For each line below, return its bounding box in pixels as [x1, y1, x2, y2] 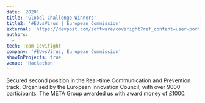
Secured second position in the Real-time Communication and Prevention [6, 77, 191, 84]
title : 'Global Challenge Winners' [6, 15, 97, 21]
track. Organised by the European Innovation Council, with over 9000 [6, 83, 181, 90]
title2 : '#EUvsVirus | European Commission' [6, 20, 121, 26]
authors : [6, 32, 29, 38]
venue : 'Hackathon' [6, 60, 56, 66]
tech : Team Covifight [6, 43, 62, 49]
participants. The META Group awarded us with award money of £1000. [6, 90, 186, 97]
